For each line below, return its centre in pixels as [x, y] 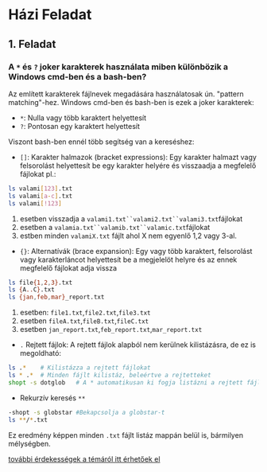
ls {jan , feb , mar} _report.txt [56, 297]
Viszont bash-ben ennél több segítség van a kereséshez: [101, 142]
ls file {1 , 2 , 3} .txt [41, 283]
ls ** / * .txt [28, 419]
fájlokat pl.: [38, 174]
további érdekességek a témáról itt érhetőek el [84, 458]
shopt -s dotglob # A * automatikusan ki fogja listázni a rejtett [126, 382]
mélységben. [29, 443]
